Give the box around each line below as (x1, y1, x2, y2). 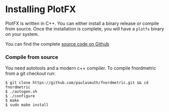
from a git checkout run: (5, 70, 56, 77)
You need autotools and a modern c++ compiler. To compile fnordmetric (5, 65, 156, 71)
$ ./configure (5, 94, 36, 99)
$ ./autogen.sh (5, 89, 38, 94)
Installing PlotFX (5, 4, 76, 15)
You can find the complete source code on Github (5, 41, 110, 47)
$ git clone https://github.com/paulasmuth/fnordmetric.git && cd (5, 80, 149, 86)
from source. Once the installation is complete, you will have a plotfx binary (5, 25, 164, 31)
